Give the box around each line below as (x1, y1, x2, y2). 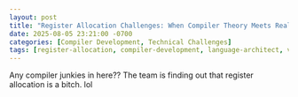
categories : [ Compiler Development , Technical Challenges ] (9, 37, 232, 47)
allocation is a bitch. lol (9, 79, 93, 90)
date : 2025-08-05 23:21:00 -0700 (9, 29, 133, 38)
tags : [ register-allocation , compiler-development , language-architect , (9, 46, 284, 55)
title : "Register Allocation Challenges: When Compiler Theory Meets (9, 21, 272, 30)
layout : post (9, 12, 58, 22)
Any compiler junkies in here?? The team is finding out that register (9, 70, 255, 80)
